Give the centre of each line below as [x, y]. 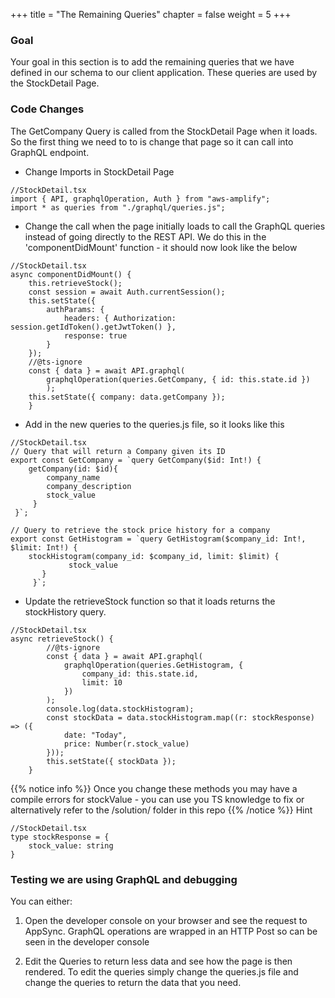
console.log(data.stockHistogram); [120, 709]
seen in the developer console [87, 941]
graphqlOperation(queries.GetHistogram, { [153, 665]
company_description [89, 486]
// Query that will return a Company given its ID [118, 451]
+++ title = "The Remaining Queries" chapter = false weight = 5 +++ [151, 14]
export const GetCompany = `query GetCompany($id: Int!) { [136, 460]
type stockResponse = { [60, 837]
